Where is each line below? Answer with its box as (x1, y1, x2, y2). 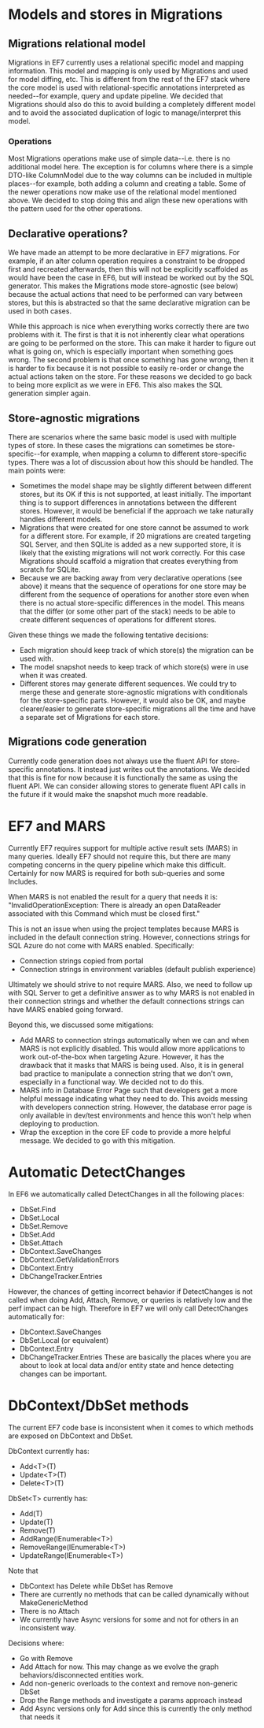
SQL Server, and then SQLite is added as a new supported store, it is (19, 540, 242, 549)
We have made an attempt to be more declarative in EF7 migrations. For (8, 248, 240, 258)
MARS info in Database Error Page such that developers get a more (19, 1085, 238, 1095)
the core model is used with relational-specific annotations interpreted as (8, 83, 245, 92)
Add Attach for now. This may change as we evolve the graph (19, 1662, 219, 1671)
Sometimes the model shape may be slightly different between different (19, 480, 251, 490)
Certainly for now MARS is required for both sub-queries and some (8, 868, 225, 877)
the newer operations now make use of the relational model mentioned (8, 187, 237, 197)
